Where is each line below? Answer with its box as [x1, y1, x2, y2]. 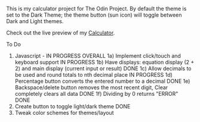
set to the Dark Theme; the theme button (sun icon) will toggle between [6, 11, 182, 18]
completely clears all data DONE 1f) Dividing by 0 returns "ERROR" [14, 90, 179, 97]
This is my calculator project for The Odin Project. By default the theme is [6, 5, 187, 12]
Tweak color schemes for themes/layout [14, 110, 115, 116]
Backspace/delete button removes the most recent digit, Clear [14, 84, 168, 91]
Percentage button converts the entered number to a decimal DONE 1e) [14, 77, 190, 85]
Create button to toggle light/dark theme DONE [14, 103, 131, 110]
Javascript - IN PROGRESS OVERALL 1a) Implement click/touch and [14, 52, 181, 59]
